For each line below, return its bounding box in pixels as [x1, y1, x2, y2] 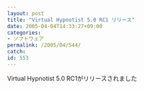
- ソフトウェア [7, 36, 45, 42]
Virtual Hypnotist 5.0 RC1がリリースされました [7, 74, 137, 82]
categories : [7, 29, 41, 36]
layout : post [7, 10, 45, 17]
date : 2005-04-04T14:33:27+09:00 [7, 23, 103, 29]
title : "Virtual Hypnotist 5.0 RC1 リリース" [7, 16, 135, 23]
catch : [7, 49, 26, 55]
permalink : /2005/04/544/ [7, 42, 81, 49]
